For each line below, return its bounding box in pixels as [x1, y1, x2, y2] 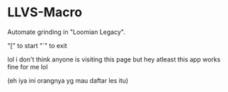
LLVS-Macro [7, 4, 83, 21]
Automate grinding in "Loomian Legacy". [7, 28, 125, 36]
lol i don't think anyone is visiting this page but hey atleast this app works [7, 54, 221, 64]
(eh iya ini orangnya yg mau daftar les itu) [7, 76, 129, 85]
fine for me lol [7, 62, 48, 71]
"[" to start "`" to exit [7, 41, 67, 50]
